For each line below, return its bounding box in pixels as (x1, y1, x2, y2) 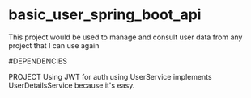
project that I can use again (8, 40, 100, 50)
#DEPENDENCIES (8, 56, 67, 66)
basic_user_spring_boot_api (8, 6, 202, 24)
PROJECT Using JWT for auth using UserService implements (8, 71, 212, 81)
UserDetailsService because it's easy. (8, 80, 135, 90)
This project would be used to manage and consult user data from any (8, 32, 243, 42)
